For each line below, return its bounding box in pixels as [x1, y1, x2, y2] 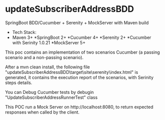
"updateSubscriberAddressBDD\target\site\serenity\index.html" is [5, 69, 138, 75]
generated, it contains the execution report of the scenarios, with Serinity [5, 74, 154, 80]
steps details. [5, 80, 33, 86]
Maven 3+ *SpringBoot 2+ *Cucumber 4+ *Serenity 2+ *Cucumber [12, 34, 152, 40]
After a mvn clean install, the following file [5, 64, 90, 70]
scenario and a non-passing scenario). [5, 54, 84, 60]
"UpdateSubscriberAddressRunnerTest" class [5, 94, 98, 100]
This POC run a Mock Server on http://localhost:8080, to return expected [5, 104, 154, 110]
